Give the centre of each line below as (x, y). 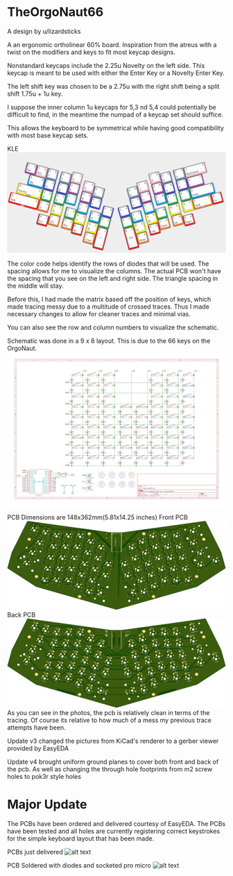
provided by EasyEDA (38, 748)
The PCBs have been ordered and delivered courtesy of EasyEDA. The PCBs (116, 823)
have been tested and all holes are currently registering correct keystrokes (114, 831)
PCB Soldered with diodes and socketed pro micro (79, 865)
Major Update (47, 804)
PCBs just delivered (35, 852)
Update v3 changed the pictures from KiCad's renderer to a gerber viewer (113, 741)
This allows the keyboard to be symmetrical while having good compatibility (115, 128)
